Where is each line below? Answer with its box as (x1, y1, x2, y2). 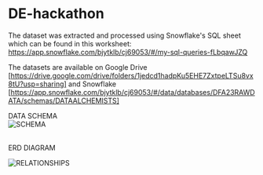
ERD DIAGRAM (8, 143, 57, 152)
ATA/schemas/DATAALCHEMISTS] (8, 96, 120, 105)
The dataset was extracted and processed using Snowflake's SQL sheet (8, 31, 242, 40)
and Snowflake (68, 79, 117, 89)
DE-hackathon (8, 5, 104, 23)
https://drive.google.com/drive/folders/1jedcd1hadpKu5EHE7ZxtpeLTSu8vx (10, 71, 254, 80)
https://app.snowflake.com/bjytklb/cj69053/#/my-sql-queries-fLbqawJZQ (8, 47, 248, 57)
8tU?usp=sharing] (8, 79, 67, 89)
